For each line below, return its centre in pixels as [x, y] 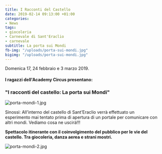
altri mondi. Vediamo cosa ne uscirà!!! [43, 122]
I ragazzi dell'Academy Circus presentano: [49, 79]
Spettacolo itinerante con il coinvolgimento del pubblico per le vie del [76, 132]
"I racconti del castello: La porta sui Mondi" [58, 92]
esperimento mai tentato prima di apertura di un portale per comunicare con [81, 118]
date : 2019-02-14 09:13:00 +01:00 [40, 14]
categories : [17, 18]
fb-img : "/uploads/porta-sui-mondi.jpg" [47, 50]
